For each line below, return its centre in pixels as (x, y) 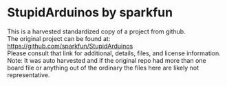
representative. (29, 75)
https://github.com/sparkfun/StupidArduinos (70, 46)
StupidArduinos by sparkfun (90, 13)
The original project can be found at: (59, 38)
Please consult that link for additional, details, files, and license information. (114, 53)
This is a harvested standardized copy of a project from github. (96, 31)
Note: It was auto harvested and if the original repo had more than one (107, 60)
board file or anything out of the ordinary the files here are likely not (103, 68)
